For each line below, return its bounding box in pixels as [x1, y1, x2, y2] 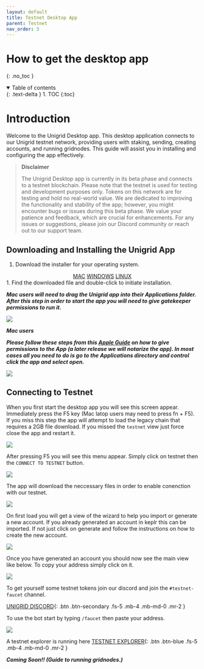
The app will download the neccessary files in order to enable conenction [6, 482, 191, 489]
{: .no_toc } [6, 73, 34, 80]
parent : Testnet [6, 20, 47, 26]
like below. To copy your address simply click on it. [6, 561, 134, 568]
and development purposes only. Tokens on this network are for [21, 188, 182, 196]
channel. [24, 590, 46, 598]
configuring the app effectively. [6, 152, 85, 159]
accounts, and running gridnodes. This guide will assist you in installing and [6, 145, 196, 152]
